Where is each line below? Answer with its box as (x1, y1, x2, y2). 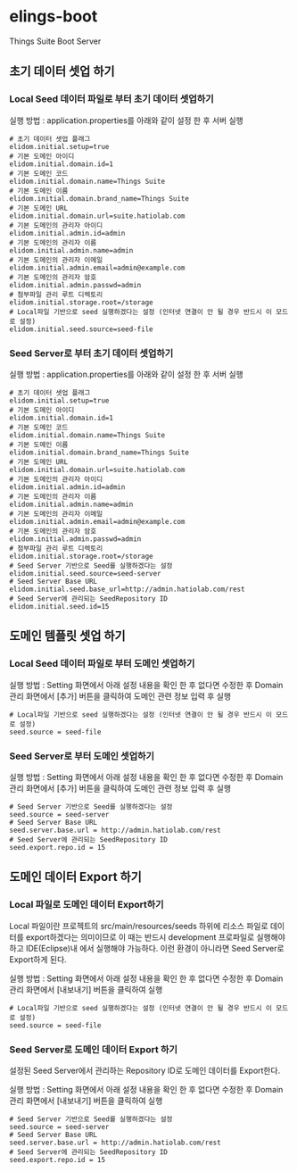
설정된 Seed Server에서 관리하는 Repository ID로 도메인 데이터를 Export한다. (9, 1065, 281, 1076)
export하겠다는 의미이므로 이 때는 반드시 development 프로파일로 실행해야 (25, 931, 285, 943)
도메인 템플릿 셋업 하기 (9, 628, 127, 644)
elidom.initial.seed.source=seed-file (9, 324, 153, 334)
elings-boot (9, 6, 98, 27)
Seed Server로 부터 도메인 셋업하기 (9, 750, 154, 762)
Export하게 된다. (9, 953, 67, 965)
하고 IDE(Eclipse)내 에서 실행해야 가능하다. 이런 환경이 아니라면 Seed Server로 (9, 943, 285, 953)
